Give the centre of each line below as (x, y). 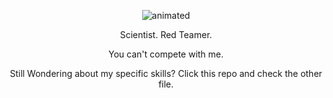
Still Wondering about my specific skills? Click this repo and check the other (166, 73)
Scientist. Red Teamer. (166, 34)
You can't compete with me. (166, 54)
